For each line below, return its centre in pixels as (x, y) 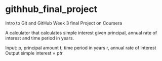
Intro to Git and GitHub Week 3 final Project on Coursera (64, 23)
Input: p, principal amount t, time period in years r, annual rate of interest (81, 47)
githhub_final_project (51, 9)
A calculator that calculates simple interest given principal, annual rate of (81, 32)
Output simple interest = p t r (34, 53)
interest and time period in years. (40, 38)
